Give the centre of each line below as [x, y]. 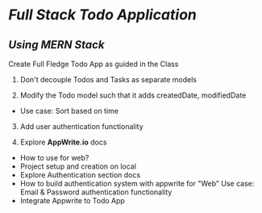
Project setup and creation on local [78, 166]
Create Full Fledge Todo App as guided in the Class [94, 64]
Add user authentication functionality [81, 126]
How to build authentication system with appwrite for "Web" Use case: [137, 184]
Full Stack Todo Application [103, 15]
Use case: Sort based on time [69, 111]
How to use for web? [54, 158]
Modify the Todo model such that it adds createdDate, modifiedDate [133, 95]
